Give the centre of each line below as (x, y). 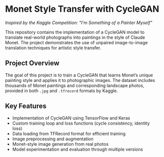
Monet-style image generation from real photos (60, 144)
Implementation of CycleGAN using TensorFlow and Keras (71, 118)
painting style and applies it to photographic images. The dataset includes (80, 80)
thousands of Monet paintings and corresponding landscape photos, (75, 85)
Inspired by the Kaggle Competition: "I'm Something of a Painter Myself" (79, 23)
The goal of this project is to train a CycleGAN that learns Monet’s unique (79, 75)
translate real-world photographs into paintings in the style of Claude (75, 37)
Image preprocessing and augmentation (53, 139)
